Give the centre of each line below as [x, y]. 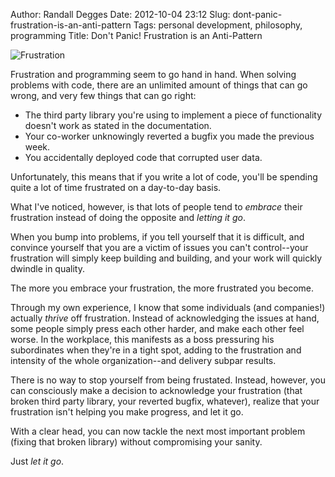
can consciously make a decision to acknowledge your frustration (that [156, 390]
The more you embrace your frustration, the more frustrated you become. [162, 288]
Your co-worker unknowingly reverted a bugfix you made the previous [169, 136]
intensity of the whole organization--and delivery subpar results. [143, 360]
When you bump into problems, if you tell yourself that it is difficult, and [157, 237]
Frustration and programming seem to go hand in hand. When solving [153, 74]
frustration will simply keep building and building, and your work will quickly [166, 258]
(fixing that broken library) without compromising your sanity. [136, 442]
